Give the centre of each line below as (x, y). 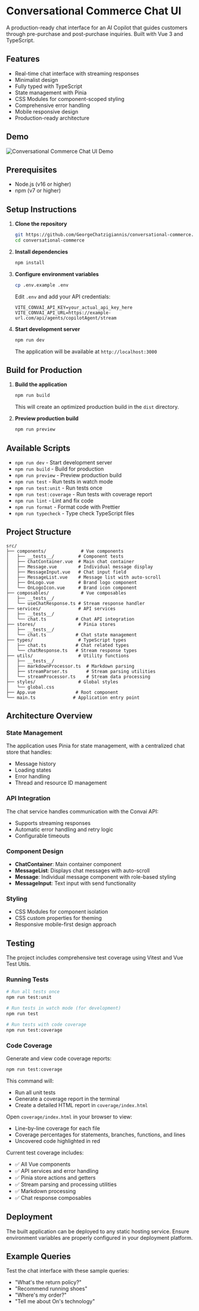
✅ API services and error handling (57, 1171)
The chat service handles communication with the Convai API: (83, 811)
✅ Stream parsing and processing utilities (66, 1184)
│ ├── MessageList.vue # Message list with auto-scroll (84, 577)
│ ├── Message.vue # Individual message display (80, 567)
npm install (29, 262)
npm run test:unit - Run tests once (58, 488)
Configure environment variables (57, 274)
